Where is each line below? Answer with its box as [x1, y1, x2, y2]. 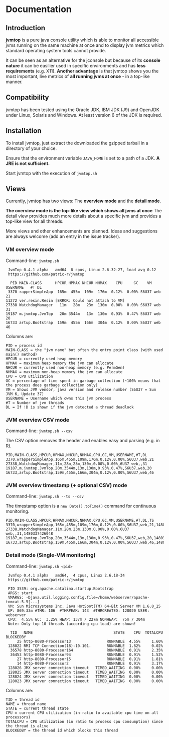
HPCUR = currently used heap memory [6, 356, 82, 361]
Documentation [6, 4, 72, 15]
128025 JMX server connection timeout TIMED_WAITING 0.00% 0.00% [8, 670, 163, 675]
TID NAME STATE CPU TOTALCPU [10, 630, 163, 635]
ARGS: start [8, 590, 33, 596]
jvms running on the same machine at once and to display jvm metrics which [6, 42, 164, 48]
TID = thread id [6, 697, 40, 702]
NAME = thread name [6, 701, 47, 706]
